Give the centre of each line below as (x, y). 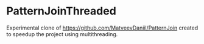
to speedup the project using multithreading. (62, 34)
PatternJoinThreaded (62, 11)
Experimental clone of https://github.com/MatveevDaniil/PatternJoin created (102, 28)
